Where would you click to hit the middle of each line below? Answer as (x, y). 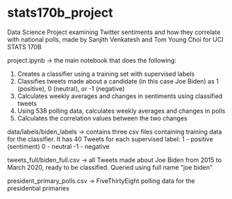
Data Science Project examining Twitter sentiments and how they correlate (114, 32)
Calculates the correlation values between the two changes (102, 118)
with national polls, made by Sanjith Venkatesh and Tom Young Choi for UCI (115, 39)
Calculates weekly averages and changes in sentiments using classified (120, 96)
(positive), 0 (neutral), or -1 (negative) (71, 88)
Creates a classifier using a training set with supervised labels (106, 74)
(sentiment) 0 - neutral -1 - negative (58, 146)
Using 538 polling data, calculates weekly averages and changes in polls (121, 111)
